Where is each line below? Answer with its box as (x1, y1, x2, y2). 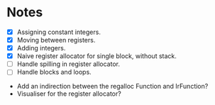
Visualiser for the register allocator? (16, 89, 121, 98)
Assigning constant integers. (16, 28, 101, 36)
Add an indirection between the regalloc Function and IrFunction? (16, 82, 209, 91)
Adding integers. (16, 44, 66, 52)
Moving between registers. (16, 36, 96, 44)
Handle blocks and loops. (16, 68, 92, 77)
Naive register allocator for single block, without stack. (16, 52, 177, 60)
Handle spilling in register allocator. (16, 60, 120, 68)
